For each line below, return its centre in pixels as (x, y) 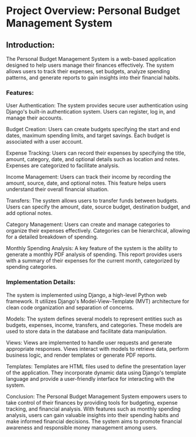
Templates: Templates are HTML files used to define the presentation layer (96, 366)
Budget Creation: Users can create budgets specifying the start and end (93, 129)
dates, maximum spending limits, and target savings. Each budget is (88, 135)
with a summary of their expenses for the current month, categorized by (93, 261)
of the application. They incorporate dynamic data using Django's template (96, 373)
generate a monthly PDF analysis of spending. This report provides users (94, 255)
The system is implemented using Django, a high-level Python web (87, 295)
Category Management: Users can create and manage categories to (88, 224)
